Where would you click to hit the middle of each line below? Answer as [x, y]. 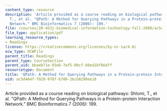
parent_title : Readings [30, 56]
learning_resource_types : [32, 38]
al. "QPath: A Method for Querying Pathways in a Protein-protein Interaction [83, 99]
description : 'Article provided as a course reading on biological [77, 14]
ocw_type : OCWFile [24, 51]
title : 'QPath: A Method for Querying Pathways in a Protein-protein [79, 75]
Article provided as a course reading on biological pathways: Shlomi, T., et [81, 93]
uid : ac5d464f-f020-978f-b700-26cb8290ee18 [51, 79]
